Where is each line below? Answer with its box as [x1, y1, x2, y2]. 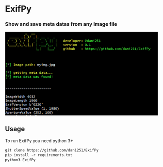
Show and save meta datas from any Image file [5, 21, 117, 28]
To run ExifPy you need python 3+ [5, 137, 74, 144]
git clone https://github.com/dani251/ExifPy [5, 148, 98, 152]
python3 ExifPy [5, 157, 36, 162]
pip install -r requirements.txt [5, 152, 73, 157]
